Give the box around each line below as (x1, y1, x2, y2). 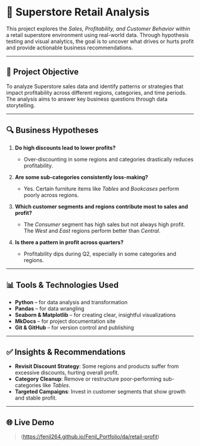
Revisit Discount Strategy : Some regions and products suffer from (14, 363, 179, 370)
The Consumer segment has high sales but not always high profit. (23, 220, 186, 228)
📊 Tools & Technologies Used (6, 280, 119, 290)
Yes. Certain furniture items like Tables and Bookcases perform (23, 185, 180, 192)
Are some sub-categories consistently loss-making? (14, 173, 149, 180)
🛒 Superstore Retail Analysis (6, 5, 150, 19)
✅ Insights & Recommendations (6, 347, 126, 357)
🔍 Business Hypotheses (6, 125, 99, 136)
